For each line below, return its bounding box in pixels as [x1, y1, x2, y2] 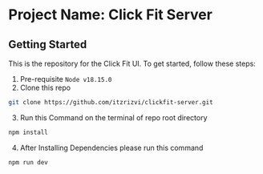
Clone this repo [19, 83, 71, 92]
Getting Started [8, 38, 87, 51]
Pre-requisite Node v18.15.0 [19, 75, 112, 83]
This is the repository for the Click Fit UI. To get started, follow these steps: [8, 59, 257, 68]
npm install [8, 128, 48, 136]
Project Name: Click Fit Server [8, 6, 212, 24]
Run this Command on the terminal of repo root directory [19, 112, 208, 122]
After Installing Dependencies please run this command [19, 143, 204, 152]
